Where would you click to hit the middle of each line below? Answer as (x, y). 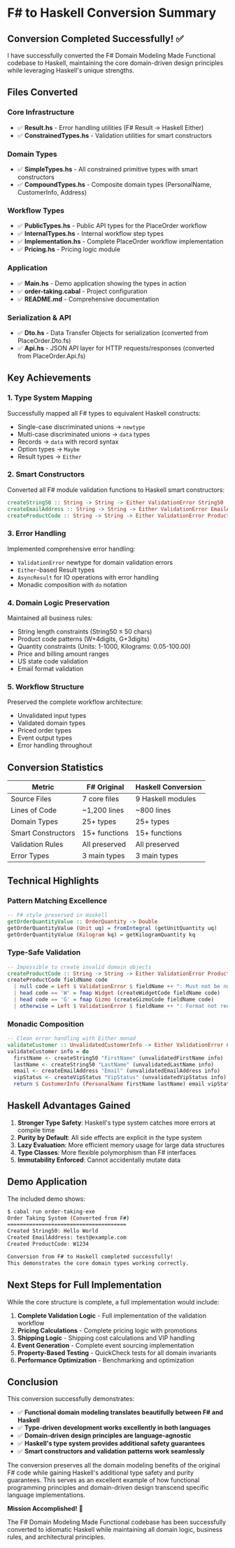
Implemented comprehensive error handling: (71, 549)
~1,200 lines (103, 810)
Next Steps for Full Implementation (85, 1285)
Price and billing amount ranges (63, 654)
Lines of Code (34, 810)
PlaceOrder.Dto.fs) (44, 340)
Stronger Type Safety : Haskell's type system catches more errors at (116, 1123)
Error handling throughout (55, 745)
